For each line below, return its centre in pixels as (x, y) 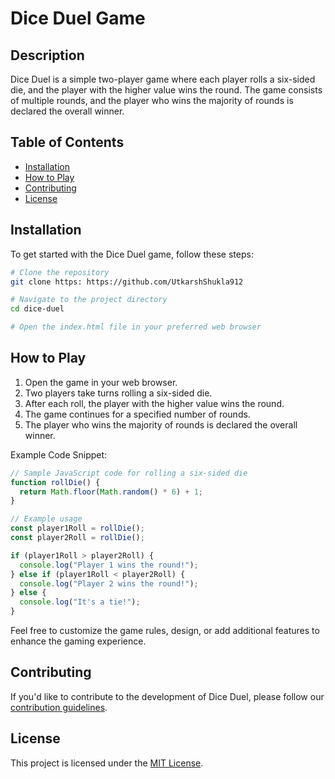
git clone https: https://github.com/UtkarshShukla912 (127, 282)
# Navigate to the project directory (89, 300)
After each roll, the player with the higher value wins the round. (154, 403)
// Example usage (46, 519)
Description (47, 55)
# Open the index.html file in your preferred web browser (136, 327)
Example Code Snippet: (59, 454)
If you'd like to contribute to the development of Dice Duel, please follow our (167, 696)
